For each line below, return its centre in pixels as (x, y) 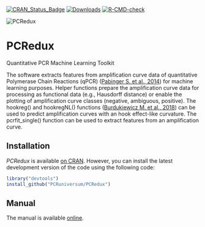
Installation (28, 146)
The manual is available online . (45, 218)
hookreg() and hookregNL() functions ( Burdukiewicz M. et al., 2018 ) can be (101, 107)
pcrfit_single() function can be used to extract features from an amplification (103, 120)
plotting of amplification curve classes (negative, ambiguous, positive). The (101, 100)
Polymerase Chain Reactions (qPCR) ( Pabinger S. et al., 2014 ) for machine (100, 81)
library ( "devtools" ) (33, 178)
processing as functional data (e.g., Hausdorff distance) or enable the (94, 94)
